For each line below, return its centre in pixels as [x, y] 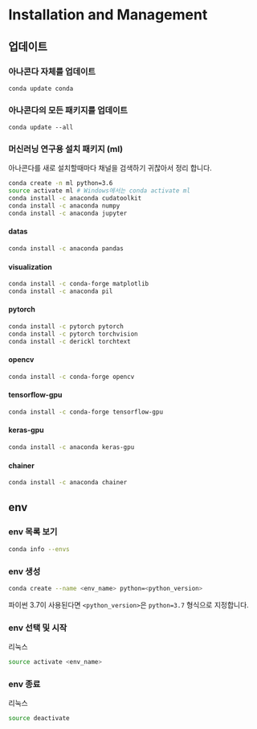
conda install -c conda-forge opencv [71, 377]
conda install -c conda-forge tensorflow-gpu [86, 412]
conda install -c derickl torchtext [69, 341]
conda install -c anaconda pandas [66, 249]
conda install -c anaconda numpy [64, 206]
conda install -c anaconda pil [61, 291]
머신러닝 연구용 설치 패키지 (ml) [65, 149]
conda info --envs [39, 549]
